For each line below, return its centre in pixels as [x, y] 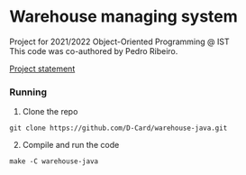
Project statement [42, 69]
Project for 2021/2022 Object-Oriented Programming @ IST [119, 41]
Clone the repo [50, 112]
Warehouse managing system [124, 17]
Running [28, 92]
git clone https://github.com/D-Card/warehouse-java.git [118, 128]
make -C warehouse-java [54, 161]
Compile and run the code [71, 145]
